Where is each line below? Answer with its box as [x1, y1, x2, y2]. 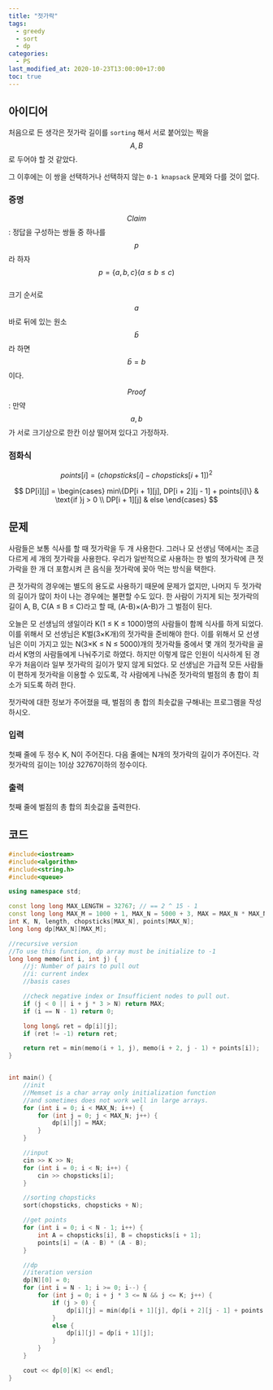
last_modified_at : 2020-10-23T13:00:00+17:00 [8, 65, 165, 73]
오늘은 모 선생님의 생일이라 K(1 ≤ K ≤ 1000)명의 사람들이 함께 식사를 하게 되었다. [8, 619, 264, 628]
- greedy [15, 27, 45, 35]
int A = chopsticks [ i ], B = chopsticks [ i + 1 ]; [37, 1230, 201, 1239]
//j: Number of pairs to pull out [23, 962, 140, 971]
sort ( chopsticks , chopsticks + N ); [23, 1201, 144, 1209]
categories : [8, 50, 49, 58]
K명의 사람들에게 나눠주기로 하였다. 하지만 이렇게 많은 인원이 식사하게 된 [23, 649, 252, 659]
